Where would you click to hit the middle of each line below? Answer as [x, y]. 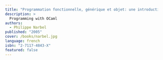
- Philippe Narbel [28, 28]
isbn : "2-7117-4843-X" [28, 45]
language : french [23, 41]
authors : [14, 23]
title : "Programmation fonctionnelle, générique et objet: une [70, 9]
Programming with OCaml [33, 18]
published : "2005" [24, 32]
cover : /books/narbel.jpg [31, 37]
